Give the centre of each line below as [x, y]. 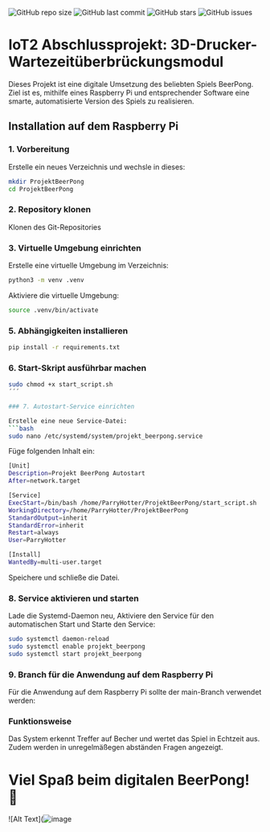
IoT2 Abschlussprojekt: [88, 45]
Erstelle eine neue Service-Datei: [68, 421]
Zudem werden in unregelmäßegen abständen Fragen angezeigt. [116, 748]
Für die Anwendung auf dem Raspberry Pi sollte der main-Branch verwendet [135, 692]
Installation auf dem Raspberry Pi [94, 126]
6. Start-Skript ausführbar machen [78, 368]
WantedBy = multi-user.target [55, 562]
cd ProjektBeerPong [41, 189]
